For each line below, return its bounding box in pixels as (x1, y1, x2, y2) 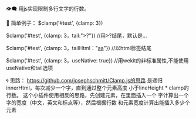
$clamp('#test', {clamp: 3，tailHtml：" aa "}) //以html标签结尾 (6, 45, 151, 51)
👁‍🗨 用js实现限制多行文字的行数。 (6, 5, 90, 12)
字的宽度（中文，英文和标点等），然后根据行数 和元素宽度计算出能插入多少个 (6, 99, 190, 106)
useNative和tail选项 (6, 64, 53, 71)
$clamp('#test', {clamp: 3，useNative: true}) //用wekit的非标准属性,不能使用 (6, 57, 189, 64)
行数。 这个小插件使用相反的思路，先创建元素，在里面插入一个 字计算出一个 (6, 92, 189, 98)
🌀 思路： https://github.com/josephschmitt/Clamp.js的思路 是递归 (6, 77, 163, 84)
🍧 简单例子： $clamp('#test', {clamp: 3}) (6, 19, 103, 27)
